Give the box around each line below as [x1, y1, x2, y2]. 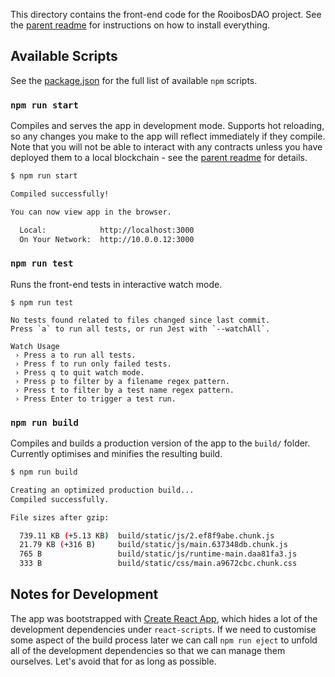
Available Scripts [10, 48, 118, 65]
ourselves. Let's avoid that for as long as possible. [10, 655, 217, 667]
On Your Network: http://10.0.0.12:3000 [19, 234, 195, 244]
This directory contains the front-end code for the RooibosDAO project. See [10, 9, 322, 20]
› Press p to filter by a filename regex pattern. [14, 376, 230, 386]
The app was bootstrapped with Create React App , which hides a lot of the [10, 612, 318, 624]
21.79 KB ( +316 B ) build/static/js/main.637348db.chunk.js [19, 540, 288, 550]
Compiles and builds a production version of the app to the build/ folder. [10, 437, 311, 449]
